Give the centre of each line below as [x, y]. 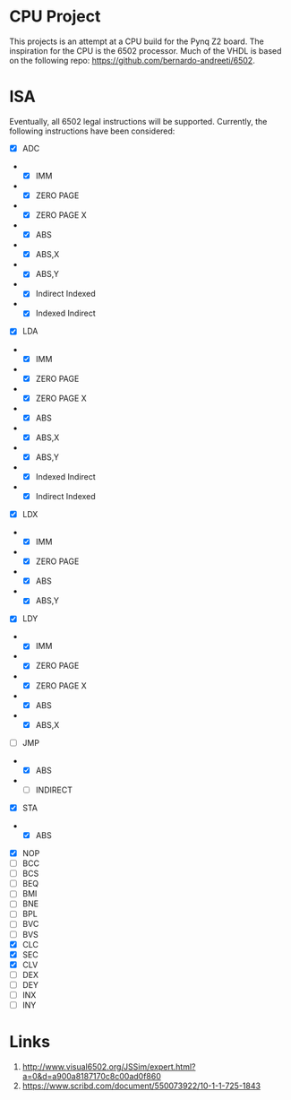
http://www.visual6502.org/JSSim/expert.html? [109, 1066]
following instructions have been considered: [92, 131]
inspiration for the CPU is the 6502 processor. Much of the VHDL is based [145, 50]
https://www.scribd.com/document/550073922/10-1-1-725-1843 [141, 1086]
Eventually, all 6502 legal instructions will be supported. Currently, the [138, 121]
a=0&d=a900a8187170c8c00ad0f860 [91, 1076]
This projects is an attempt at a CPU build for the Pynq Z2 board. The [137, 41]
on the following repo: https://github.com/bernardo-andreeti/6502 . [132, 60]
